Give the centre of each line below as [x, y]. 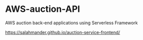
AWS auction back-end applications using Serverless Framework [71, 23]
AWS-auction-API [43, 9]
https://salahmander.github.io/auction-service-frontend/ [63, 32]
